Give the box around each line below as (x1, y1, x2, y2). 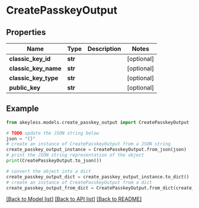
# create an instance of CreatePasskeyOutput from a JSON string (6, 141, 171, 147)
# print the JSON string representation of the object (6, 152, 145, 158)
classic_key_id (9, 55, 51, 63)
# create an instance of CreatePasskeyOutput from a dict (6, 179, 152, 185)
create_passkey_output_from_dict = (6, 185, 94, 191)
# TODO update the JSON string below (6, 130, 99, 136)
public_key (9, 84, 41, 92)
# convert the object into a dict (6, 168, 92, 174)
